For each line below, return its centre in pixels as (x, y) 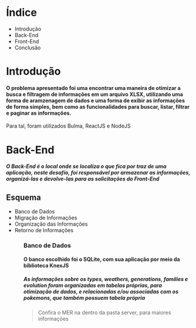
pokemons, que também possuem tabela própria (84, 298)
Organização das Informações (51, 224)
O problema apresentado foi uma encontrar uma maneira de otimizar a (93, 88)
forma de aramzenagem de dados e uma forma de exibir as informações (96, 101)
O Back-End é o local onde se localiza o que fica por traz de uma (86, 166)
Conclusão (28, 48)
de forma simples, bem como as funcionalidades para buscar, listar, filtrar (98, 106)
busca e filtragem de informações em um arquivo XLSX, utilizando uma (94, 94)
